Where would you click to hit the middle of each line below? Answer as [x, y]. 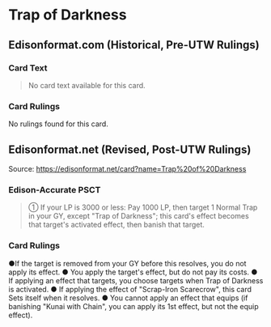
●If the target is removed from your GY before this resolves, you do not [127, 263]
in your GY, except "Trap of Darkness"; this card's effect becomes [138, 216]
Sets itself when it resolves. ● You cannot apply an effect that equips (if [128, 298]
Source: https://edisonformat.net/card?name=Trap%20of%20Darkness [127, 168]
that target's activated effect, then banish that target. [116, 225]
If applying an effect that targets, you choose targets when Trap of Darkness [136, 280]
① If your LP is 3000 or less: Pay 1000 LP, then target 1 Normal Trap [143, 207]
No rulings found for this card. [59, 124]
